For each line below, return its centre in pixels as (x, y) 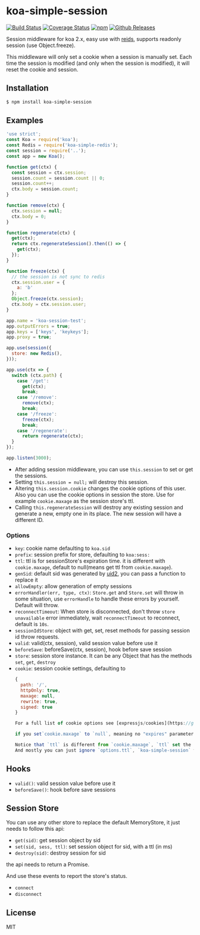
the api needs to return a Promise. (48, 865)
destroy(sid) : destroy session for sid (60, 853)
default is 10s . (32, 624)
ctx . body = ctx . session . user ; (49, 305)
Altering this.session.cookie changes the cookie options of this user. (100, 488)
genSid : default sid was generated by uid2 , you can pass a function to (100, 574)
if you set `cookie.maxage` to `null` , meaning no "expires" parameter (104, 734)
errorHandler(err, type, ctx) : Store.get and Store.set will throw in (99, 593)
